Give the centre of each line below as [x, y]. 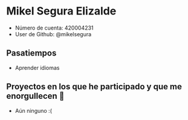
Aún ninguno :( [34, 110]
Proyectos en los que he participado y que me [94, 87]
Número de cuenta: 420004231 [54, 28]
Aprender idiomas [37, 68]
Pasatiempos [31, 53]
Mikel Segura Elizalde [61, 11]
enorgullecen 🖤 [35, 96]
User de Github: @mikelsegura [53, 34]
